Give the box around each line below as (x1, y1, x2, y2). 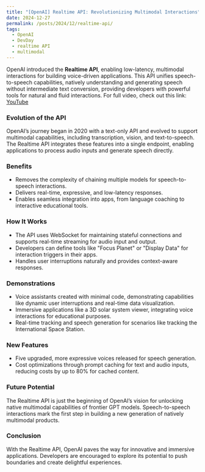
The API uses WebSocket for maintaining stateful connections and (15, 231, 182, 239)
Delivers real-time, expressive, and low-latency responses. (15, 189, 164, 197)
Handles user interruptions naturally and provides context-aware (15, 257, 178, 264)
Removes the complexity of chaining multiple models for (15, 176, 157, 184)
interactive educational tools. (15, 202, 88, 209)
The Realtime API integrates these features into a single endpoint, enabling (6, 140, 194, 148)
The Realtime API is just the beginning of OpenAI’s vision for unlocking (6, 397, 184, 404)
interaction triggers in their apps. (15, 250, 98, 258)
